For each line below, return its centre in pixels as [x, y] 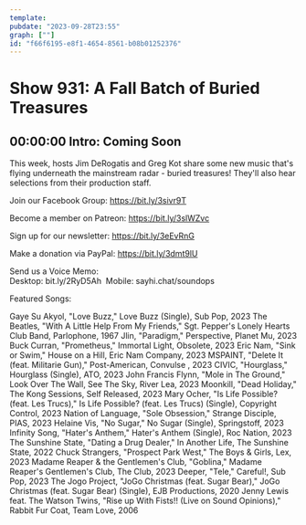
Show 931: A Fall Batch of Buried [135, 89]
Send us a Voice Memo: [54, 271]
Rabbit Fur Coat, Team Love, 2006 [74, 510]
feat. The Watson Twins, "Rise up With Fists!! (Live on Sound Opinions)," [145, 501]
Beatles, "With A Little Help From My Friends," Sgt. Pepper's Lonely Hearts [150, 326]
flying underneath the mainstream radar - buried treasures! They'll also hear [153, 173]
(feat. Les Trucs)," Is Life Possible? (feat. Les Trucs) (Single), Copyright [143, 404]
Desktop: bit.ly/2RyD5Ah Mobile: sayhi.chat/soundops [112, 281]
